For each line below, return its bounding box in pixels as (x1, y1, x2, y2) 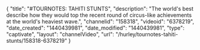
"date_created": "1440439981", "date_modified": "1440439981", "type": (6, 24, 185, 31)
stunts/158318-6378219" (6, 37, 68, 44)
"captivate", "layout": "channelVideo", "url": (6, 31, 115, 38)
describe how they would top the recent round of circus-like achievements (6, 11, 192, 19)
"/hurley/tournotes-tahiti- (115, 31, 178, 38)
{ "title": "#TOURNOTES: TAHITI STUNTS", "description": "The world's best (6, 5, 194, 12)
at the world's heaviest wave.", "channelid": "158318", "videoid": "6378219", (6, 18, 195, 25)
